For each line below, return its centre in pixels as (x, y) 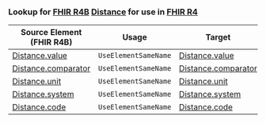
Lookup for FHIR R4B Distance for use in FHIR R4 (103, 12)
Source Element (51, 33)
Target (218, 37)
